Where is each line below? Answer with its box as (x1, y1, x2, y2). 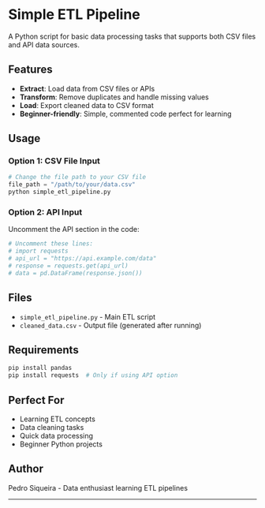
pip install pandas (8, 364, 73, 372)
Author (8, 462, 43, 476)
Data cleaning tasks (19, 422, 84, 431)
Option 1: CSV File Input (8, 155, 101, 166)
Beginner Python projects (19, 439, 103, 449)
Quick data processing (19, 431, 93, 440)
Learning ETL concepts (19, 414, 96, 424)
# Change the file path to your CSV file (8, 174, 147, 181)
